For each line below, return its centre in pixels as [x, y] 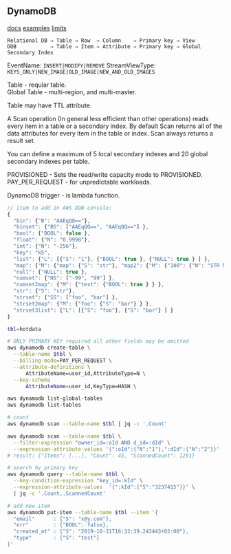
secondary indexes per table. [48, 161]
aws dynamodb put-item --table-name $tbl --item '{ [82, 512]
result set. [21, 140]
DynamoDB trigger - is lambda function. [64, 195]
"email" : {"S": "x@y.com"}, [63, 519]
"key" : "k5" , [32, 253]
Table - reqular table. [37, 85]
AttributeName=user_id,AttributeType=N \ [86, 373]
